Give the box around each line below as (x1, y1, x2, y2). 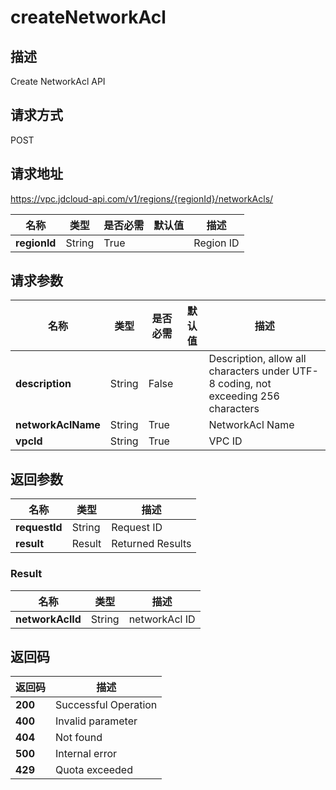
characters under (208, 364, 290, 378)
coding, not (218, 377, 272, 391)
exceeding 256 (208, 389, 280, 403)
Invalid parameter (55, 714, 138, 728)
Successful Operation (55, 698, 158, 712)
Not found (55, 731, 103, 745)
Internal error (55, 747, 118, 761)
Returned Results (111, 537, 192, 551)
